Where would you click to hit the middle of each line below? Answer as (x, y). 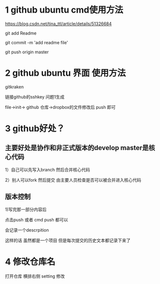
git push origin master (27, 52)
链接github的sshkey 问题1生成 (35, 97)
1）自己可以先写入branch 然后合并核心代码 (48, 169)
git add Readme (21, 33)
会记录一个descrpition (27, 230)
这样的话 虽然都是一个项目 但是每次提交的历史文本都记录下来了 (68, 240)
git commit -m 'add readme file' (37, 42)
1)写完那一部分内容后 (26, 209)
